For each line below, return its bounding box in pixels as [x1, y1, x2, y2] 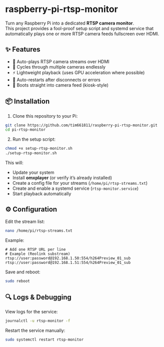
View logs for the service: [5, 309, 58, 315]
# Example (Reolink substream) [5, 251, 70, 256]
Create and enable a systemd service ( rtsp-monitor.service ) [12, 185, 139, 191]
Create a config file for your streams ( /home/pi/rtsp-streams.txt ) [12, 180, 148, 186]
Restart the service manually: [5, 327, 65, 333]
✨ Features [5, 45, 40, 54]
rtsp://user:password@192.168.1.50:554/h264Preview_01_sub [5, 255, 131, 261]
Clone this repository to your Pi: [12, 113, 78, 119]
